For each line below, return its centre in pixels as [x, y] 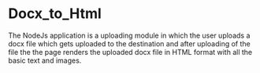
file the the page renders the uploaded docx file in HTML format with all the [130, 52]
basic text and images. [45, 60]
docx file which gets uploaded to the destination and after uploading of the [129, 43]
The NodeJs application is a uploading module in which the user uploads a [129, 35]
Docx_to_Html [55, 14]
